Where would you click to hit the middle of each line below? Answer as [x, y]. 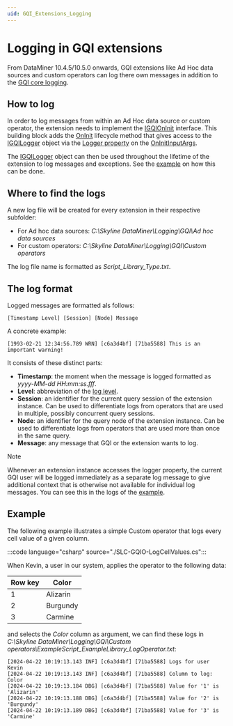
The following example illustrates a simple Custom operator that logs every [114, 531]
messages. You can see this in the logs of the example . [86, 492]
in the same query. [44, 435]
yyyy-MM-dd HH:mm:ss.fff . [57, 384]
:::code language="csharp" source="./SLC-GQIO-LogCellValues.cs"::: [107, 552]
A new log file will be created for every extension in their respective [104, 210]
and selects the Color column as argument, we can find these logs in [105, 634]
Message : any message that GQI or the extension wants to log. [107, 443]
